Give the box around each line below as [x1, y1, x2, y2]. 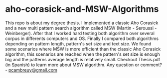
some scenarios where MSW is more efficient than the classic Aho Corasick [5, 46, 161, 52]
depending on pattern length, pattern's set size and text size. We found [5, 40, 152, 46]
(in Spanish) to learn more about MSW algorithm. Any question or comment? [5, 62, 162, 68]
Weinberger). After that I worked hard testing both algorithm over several [5, 30, 155, 36]
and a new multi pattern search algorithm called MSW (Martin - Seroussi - [5, 25, 157, 31]
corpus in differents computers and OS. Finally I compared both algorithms [5, 36, 159, 41]
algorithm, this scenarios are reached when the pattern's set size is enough [5, 51, 161, 57]
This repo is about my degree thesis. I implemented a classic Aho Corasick [5, 20, 159, 26]
